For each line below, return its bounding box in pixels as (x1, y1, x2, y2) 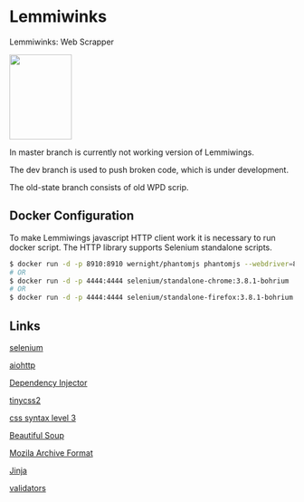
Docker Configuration (9, 208, 134, 224)
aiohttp (9, 360, 36, 371)
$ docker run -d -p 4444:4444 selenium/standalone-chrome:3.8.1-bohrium (9, 276, 290, 285)
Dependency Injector (9, 377, 88, 388)
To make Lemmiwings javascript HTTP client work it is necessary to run (9, 232, 276, 243)
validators (9, 482, 47, 493)
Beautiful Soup (9, 430, 65, 440)
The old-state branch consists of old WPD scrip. (9, 181, 189, 192)
